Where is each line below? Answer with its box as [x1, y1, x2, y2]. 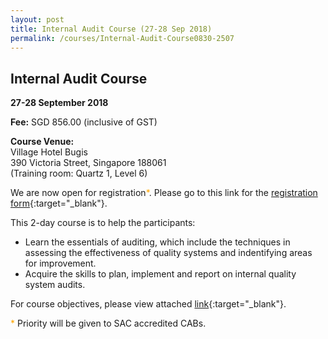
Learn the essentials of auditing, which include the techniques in [24, 236, 291, 248]
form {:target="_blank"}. [10, 197, 108, 210]
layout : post [10, 14, 65, 25]
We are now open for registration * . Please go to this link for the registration [10, 187, 318, 199]
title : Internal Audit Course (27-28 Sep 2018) [10, 24, 213, 34]
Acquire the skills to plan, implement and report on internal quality [24, 268, 297, 280]
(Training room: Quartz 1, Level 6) [10, 167, 148, 180]
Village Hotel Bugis [10, 146, 88, 158]
